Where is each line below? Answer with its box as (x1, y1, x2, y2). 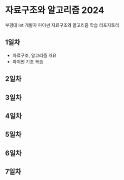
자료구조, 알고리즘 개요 (12, 52, 57, 58)
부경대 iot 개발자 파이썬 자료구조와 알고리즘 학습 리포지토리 (5, 22, 120, 28)
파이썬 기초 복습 (12, 58, 43, 64)
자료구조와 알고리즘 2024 (5, 4, 105, 16)
